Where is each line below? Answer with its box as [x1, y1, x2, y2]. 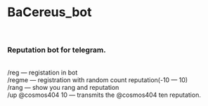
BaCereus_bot [7, 4, 93, 20]
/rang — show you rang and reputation [7, 84, 119, 92]
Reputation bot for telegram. [7, 45, 107, 55]
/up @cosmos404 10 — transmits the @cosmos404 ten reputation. [7, 91, 202, 99]
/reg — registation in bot [7, 68, 78, 77]
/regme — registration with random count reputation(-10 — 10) [7, 76, 188, 84]
